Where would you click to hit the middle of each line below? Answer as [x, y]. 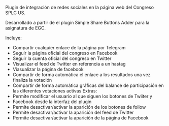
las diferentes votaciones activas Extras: [55, 91]
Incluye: [13, 38]
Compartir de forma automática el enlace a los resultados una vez [81, 75]
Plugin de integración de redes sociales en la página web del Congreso [79, 7]
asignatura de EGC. [26, 28]
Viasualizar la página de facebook [48, 69]
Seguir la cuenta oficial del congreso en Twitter [62, 58]
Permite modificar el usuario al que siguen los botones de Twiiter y [82, 96]
